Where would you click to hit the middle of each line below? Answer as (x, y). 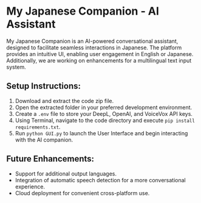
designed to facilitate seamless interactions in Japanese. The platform (94, 48)
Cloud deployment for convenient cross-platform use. (82, 193)
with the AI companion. (44, 140)
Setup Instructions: (43, 86)
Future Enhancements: (50, 159)
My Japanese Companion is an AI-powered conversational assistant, (92, 41)
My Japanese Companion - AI (83, 11)
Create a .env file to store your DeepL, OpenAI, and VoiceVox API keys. (104, 113)
